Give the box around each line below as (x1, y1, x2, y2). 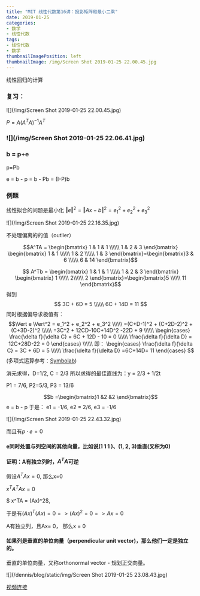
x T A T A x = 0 (6, 485, 36, 493)
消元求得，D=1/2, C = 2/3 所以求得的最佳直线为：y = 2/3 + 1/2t (6, 370, 161, 377)
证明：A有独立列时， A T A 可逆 (6, 456, 79, 465)
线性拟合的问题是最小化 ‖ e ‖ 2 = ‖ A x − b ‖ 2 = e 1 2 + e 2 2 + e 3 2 (6, 205, 150, 215)
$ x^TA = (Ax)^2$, (6, 497, 51, 504)
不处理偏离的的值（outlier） (6, 232, 75, 239)
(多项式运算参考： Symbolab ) (6, 357, 77, 364)
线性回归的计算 (6, 76, 43, 83)
